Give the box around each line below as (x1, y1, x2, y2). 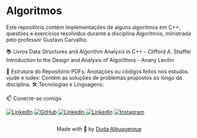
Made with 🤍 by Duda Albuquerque (57, 126, 142, 133)
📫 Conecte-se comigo (6, 94, 62, 101)
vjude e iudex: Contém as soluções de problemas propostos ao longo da (6, 74, 182, 81)
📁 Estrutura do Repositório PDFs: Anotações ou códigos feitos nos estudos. (6, 68, 190, 75)
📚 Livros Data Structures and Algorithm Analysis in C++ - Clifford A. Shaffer (6, 48, 192, 55)
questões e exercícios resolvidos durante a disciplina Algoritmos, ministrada (6, 29, 191, 37)
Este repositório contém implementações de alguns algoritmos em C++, (6, 24, 181, 31)
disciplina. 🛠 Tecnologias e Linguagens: (6, 81, 104, 88)
